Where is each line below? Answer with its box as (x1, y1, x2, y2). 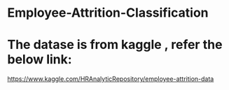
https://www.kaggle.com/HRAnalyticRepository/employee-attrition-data (7, 75, 214, 83)
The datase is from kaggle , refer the (7, 37, 223, 53)
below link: (7, 52, 72, 68)
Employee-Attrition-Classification (7, 5, 209, 21)
